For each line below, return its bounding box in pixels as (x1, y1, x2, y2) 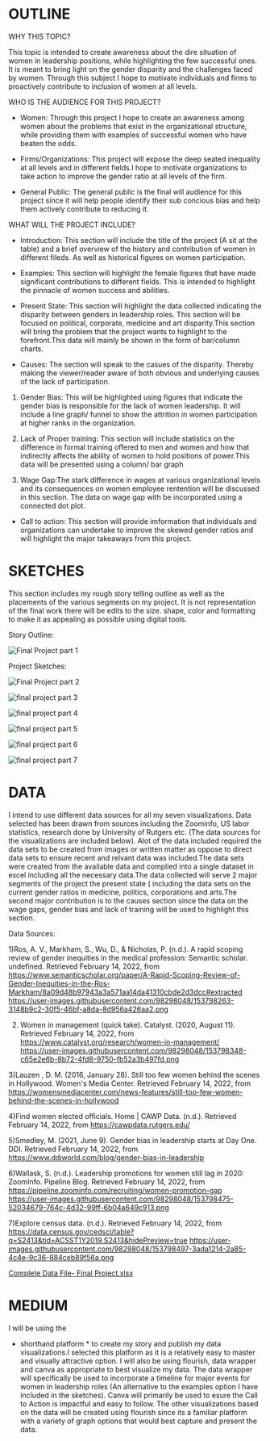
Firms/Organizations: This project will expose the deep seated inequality (19, 154, 260, 164)
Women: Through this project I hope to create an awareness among (19, 112, 244, 122)
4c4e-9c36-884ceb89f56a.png (8, 1252, 114, 1262)
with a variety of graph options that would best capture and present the (19, 1416, 258, 1426)
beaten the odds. (19, 138, 77, 148)
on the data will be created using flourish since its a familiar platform (19, 1407, 247, 1417)
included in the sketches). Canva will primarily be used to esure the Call (19, 1390, 258, 1400)
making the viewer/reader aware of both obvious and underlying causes (19, 368, 260, 378)
